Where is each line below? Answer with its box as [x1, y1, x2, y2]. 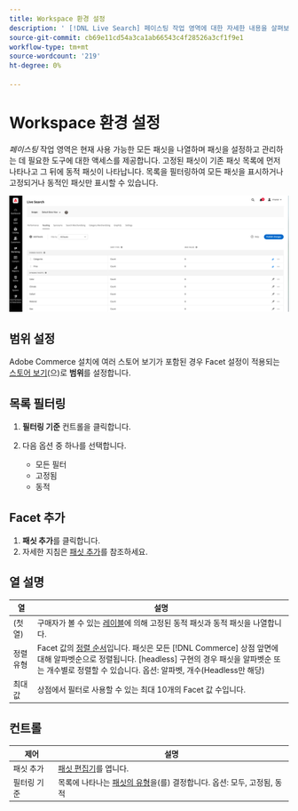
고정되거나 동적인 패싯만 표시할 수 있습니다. [9, 177, 159, 188]
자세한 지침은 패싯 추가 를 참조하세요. [21, 546, 148, 557]
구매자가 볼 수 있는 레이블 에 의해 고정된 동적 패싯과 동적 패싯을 [36, 617, 251, 628]
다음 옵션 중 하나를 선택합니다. [21, 440, 127, 451]
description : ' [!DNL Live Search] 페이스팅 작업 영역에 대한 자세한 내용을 [9, 23, 268, 33]
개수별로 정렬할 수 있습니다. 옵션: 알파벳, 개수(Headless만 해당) [46, 664, 265, 675]
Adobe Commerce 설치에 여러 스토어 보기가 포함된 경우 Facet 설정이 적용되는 [9, 357, 281, 367]
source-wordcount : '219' [9, 52, 101, 61]
